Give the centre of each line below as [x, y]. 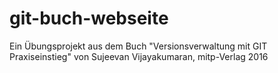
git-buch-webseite [89, 18]
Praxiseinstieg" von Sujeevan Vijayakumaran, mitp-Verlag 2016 [139, 56]
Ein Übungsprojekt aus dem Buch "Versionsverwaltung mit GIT [138, 46]
